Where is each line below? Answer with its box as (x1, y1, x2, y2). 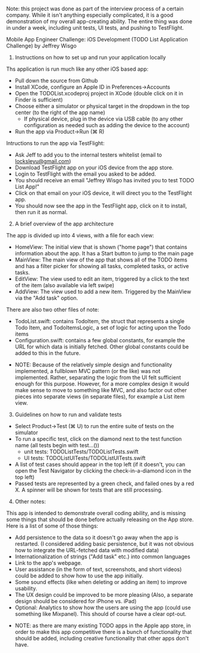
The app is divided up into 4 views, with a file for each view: (6, 232, 154, 239)
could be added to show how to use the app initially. (14, 572, 144, 579)
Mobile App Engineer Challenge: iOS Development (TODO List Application (6, 36, 188, 43)
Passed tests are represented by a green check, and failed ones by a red (14, 480, 195, 487)
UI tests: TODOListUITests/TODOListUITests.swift (23, 455, 146, 461)
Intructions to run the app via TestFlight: (6, 140, 105, 146)
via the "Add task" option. (14, 294, 78, 302)
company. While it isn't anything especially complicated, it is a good (6, 11, 174, 19)
